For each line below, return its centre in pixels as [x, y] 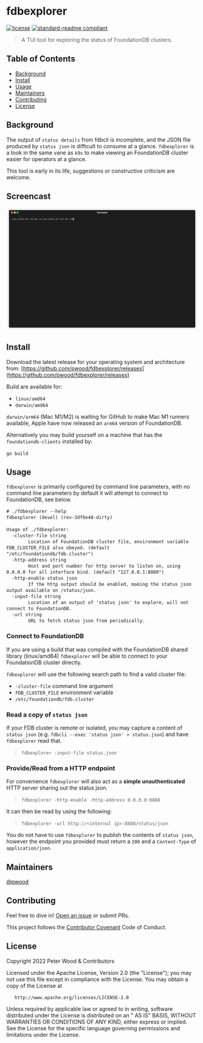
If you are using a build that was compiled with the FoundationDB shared [97, 649]
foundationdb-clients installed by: [50, 441]
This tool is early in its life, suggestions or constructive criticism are [91, 171]
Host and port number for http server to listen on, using [105, 566]
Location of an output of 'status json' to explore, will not [108, 603]
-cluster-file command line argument [64, 686]
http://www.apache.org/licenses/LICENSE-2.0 [72, 997]
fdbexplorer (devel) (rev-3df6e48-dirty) [60, 518]
